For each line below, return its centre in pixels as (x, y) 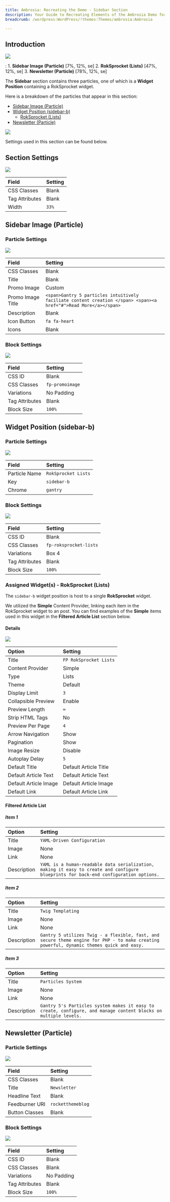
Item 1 (12, 817)
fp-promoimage (63, 384)
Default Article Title (86, 767)
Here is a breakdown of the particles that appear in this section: (72, 96)
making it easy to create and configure (90, 870)
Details (13, 628)
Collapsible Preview (31, 701)
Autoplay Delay (26, 759)
